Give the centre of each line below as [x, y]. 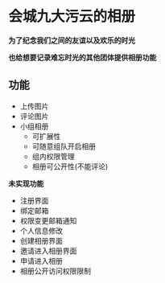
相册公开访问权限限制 [55, 271]
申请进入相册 [41, 260]
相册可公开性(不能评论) [70, 166]
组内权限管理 [53, 156]
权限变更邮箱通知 [48, 220]
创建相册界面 [41, 240]
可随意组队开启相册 [64, 146]
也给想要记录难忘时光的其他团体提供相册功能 [82, 57]
